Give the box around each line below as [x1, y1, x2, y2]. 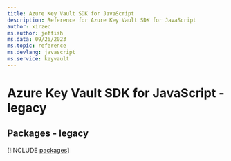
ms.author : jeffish [7, 29, 64, 37]
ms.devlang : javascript [7, 49, 76, 56]
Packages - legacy [7, 128, 89, 139]
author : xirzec [7, 23, 51, 30]
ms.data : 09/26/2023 [7, 36, 67, 43]
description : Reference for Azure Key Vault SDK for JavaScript [7, 17, 196, 24]
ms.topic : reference [7, 42, 67, 49]
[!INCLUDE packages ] [7, 146, 70, 154]
